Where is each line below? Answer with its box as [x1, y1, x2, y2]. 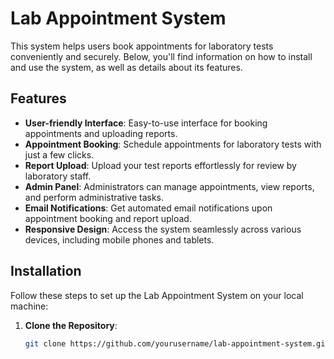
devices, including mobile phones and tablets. [24, 233, 215, 246]
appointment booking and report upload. [24, 212, 192, 224]
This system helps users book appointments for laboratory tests [10, 40, 274, 52]
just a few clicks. [24, 148, 95, 161]
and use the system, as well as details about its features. [10, 61, 243, 73]
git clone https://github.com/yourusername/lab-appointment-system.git [24, 338, 330, 349]
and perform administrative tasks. [24, 191, 165, 203]
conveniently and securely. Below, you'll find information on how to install [10, 50, 313, 62]
